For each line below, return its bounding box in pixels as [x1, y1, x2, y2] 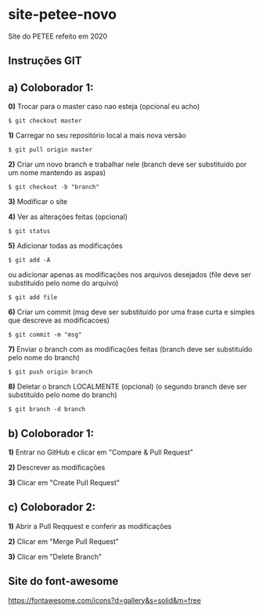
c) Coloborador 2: [8, 501, 96, 514]
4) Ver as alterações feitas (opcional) [8, 212, 128, 221]
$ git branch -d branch [8, 406, 86, 414]
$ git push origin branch [8, 368, 92, 376]
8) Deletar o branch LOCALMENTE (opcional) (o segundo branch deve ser [8, 382, 247, 392]
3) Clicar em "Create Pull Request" [8, 477, 120, 487]
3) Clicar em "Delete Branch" [8, 552, 103, 561]
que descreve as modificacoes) [8, 316, 110, 325]
